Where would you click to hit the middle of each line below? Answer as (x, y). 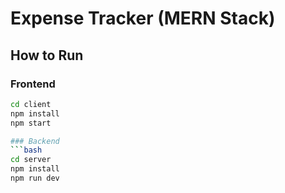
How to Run (47, 55)
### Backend (35, 141)
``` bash (26, 150)
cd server (31, 160)
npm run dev (35, 178)
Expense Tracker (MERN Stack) (143, 18)
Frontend (33, 84)
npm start (31, 123)
